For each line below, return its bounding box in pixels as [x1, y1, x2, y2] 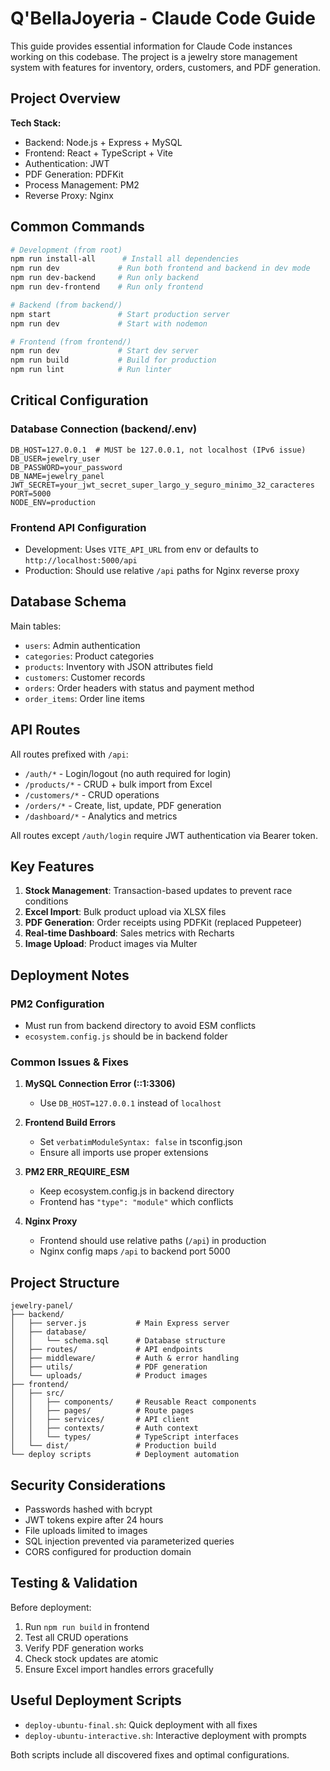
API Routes [10, 722, 81, 739]
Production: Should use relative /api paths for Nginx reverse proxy [24, 565, 300, 577]
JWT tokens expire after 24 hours [24, 1514, 164, 1526]
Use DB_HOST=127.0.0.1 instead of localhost [39, 1097, 222, 1109]
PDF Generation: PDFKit [24, 168, 124, 180]
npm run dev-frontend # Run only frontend [10, 282, 203, 292]
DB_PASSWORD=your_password [10, 462, 123, 472]
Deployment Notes [10, 967, 130, 984]
